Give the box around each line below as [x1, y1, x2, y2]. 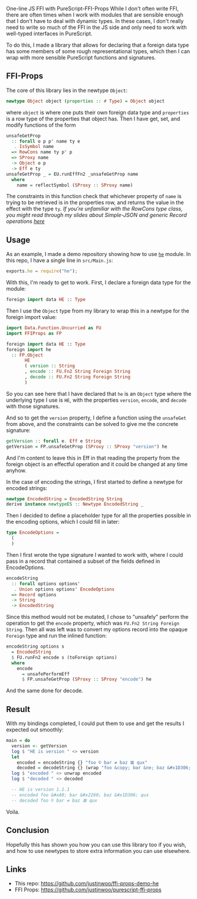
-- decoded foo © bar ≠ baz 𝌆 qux [11, 798, 97, 803]
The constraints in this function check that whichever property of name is [6, 193, 182, 200]
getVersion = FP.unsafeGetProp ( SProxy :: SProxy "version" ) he [6, 444, 168, 449]
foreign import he [6, 346, 51, 353]
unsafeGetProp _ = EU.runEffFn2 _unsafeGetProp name [6, 171, 139, 177]
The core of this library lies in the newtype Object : [6, 87, 128, 94]
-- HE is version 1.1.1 [11, 787, 70, 793]
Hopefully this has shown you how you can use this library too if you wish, [6, 841, 187, 848]
